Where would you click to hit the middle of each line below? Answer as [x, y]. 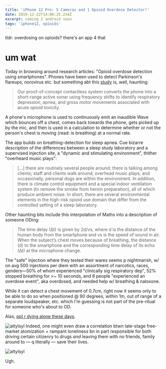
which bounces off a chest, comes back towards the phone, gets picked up [82, 123]
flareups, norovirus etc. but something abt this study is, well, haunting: [77, 82]
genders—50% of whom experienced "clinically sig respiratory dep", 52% [81, 271]
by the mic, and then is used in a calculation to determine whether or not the [83, 128]
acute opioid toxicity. [39, 108]
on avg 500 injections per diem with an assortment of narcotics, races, [77, 266]
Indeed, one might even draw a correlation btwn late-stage [86, 326]
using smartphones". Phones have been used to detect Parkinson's [74, 77]
